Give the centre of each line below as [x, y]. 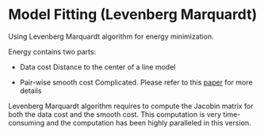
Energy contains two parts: [52, 51]
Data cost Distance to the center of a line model [98, 67]
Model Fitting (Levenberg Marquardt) [133, 15]
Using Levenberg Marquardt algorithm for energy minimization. [111, 36]
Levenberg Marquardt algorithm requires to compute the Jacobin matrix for [131, 106]
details [31, 90]
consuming [27, 122]
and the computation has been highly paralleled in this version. [149, 122]
